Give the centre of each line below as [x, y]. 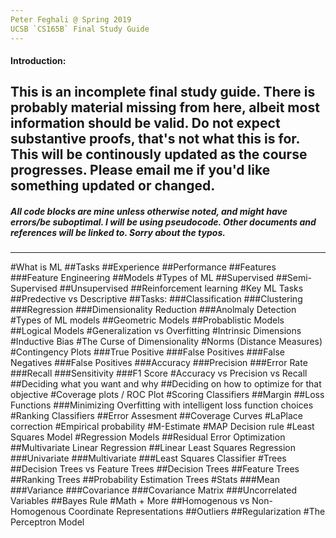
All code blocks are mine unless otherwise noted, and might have [149, 212]
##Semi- [294, 278]
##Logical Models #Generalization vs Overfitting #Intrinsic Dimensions [156, 331]
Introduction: [38, 61]
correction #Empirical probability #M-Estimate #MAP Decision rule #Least [162, 427]
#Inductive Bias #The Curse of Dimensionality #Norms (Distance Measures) [166, 342]
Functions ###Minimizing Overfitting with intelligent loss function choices [162, 405]
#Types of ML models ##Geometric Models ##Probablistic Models [147, 320]
